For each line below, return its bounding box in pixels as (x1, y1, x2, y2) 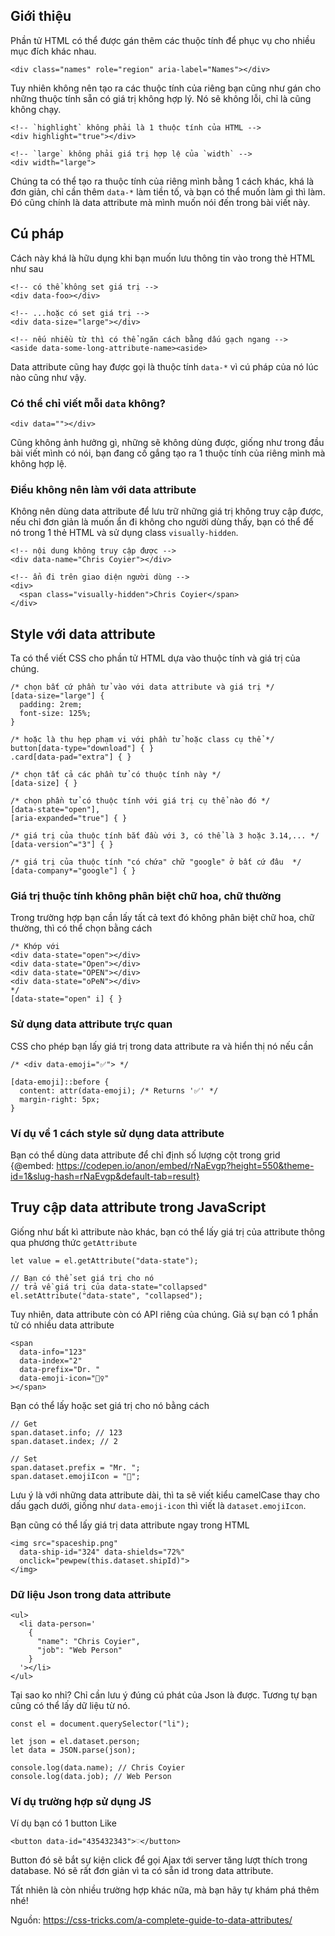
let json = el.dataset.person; (10, 1737, 141, 1747)
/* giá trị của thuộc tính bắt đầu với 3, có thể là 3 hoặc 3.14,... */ (10, 831, 320, 841)
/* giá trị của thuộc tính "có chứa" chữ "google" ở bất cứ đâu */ (10, 857, 302, 868)
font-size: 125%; (19, 709, 92, 719)
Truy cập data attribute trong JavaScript (10, 1199, 267, 1216)
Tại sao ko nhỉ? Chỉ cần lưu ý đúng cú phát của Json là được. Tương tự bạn (10, 1689, 318, 1701)
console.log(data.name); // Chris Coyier (10, 1763, 186, 1773)
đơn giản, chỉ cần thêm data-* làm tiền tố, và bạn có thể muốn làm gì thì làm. (10, 185, 326, 198)
